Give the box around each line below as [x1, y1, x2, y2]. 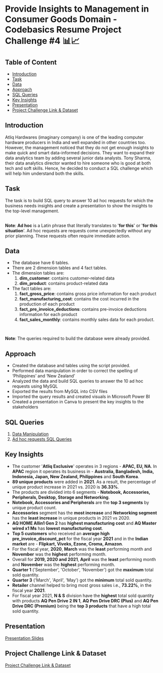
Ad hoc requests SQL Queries [12, 436, 72, 442]
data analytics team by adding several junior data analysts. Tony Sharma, [5, 155, 152, 161]
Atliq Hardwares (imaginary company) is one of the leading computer [5, 134, 144, 140]
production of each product [19, 301, 75, 307]
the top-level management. [5, 208, 59, 214]
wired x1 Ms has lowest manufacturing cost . [12, 525, 103, 531]
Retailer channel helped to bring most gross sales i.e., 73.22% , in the [12, 582, 152, 588]
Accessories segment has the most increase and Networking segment [12, 510, 157, 516]
